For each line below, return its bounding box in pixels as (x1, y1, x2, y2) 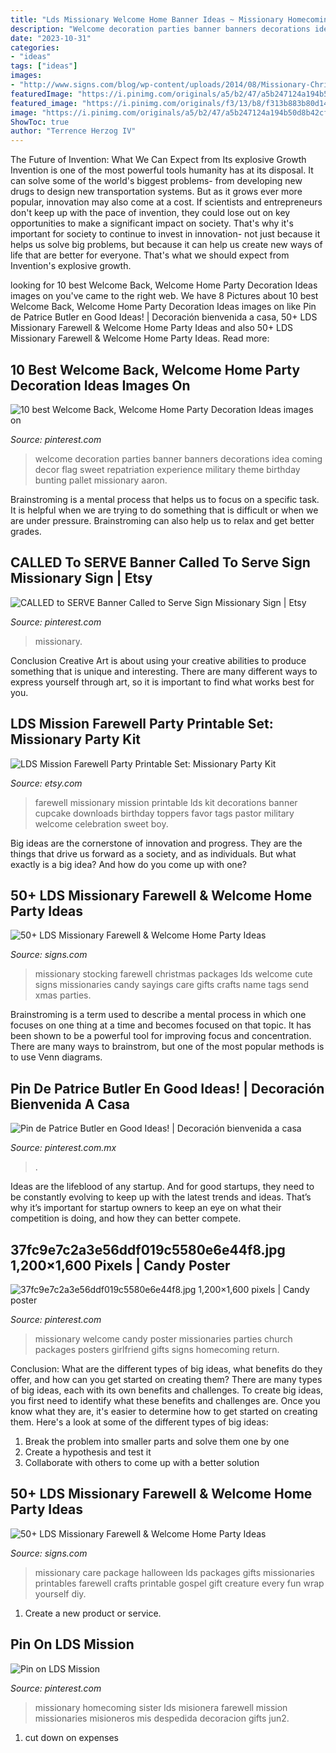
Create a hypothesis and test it (24, 1446, 152, 1458)
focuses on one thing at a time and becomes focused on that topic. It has (10, 1019, 312, 1031)
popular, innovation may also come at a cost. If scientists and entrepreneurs (10, 196, 323, 208)
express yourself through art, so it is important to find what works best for (10, 676, 315, 688)
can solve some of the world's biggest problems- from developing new (10, 175, 303, 187)
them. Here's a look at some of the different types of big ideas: (10, 1416, 269, 1428)
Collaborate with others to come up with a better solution (24, 1457, 260, 1468)
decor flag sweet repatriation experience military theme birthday (34, 463, 301, 475)
